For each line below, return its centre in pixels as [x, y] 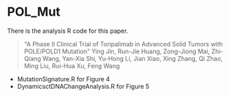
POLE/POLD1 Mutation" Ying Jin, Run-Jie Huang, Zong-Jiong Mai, [117, 51]
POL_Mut [34, 12]
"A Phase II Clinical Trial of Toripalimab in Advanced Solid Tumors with [123, 44]
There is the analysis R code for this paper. [68, 31]
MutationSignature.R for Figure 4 [64, 79]
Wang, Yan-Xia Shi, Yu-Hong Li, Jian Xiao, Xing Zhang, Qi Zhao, [133, 58]
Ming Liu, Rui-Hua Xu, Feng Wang [72, 66]
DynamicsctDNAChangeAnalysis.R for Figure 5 [83, 86]
